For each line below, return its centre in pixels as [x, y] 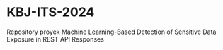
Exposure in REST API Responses [55, 39]
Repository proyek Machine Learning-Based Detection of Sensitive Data [111, 32]
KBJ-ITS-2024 [51, 12]
